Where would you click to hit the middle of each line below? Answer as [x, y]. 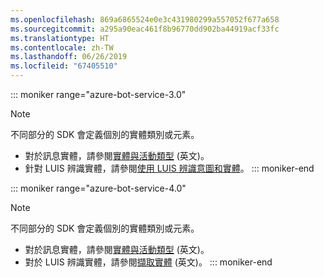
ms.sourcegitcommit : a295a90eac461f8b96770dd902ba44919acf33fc [145, 29]
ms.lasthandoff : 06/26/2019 [69, 57]
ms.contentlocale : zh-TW [62, 47]
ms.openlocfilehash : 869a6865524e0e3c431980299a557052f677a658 [145, 19]
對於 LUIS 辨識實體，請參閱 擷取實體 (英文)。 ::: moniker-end [148, 262]
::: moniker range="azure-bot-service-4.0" [98, 188]
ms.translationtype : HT [60, 38]
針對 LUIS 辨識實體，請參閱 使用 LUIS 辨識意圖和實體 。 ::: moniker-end [169, 168]
